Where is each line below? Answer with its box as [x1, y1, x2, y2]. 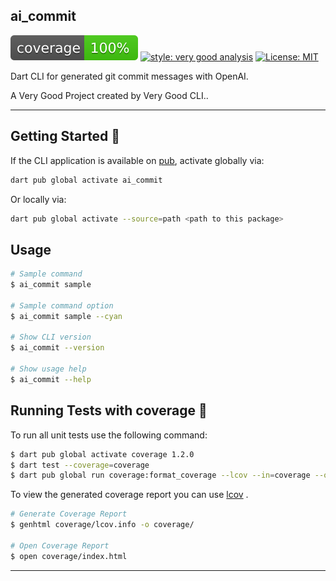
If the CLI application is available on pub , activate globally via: [10, 154, 265, 166]
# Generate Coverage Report [10, 509, 128, 519]
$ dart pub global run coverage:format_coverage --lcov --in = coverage [10, 470, 311, 481]
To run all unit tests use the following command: [10, 429, 208, 441]
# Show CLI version [10, 332, 92, 343]
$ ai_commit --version [10, 343, 105, 353]
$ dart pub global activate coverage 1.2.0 [10, 449, 195, 459]
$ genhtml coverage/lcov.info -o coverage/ [10, 520, 195, 530]
